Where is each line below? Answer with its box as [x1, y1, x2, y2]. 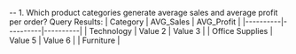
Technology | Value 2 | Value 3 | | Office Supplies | [89, 26, 273, 36]
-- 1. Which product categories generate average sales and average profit [9, 8, 278, 17]
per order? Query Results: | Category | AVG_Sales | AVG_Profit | [9, 17, 241, 27]
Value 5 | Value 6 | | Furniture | [9, 35, 121, 45]
